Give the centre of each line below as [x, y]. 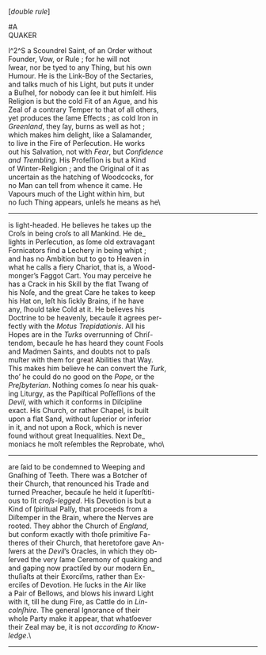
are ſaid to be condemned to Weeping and [77, 467]
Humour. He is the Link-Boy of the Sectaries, [81, 76]
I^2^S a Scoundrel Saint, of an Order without [80, 50]
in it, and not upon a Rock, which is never [75, 427]
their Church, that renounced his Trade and [78, 484]
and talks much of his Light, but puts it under [81, 84]
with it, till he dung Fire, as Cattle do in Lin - [78, 601]
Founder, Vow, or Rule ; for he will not [69, 59]
